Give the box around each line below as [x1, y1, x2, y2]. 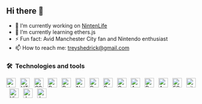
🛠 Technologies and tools [6, 61, 85, 70]
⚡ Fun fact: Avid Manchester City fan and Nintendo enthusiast [14, 35, 168, 42]
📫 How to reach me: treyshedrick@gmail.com [14, 44, 130, 51]
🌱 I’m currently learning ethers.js [14, 28, 96, 35]
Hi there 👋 [6, 6, 44, 16]
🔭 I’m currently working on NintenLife [14, 22, 108, 29]
